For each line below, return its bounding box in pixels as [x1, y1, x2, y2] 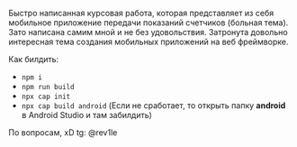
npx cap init [21, 92, 71, 101]
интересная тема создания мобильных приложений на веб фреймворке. [8, 36, 289, 47]
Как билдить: [8, 54, 59, 64]
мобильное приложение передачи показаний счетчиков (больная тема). [8, 17, 289, 28]
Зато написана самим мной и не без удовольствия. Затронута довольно [8, 27, 289, 37]
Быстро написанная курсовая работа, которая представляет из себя [8, 8, 274, 18]
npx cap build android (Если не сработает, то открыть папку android [21, 100, 286, 111]
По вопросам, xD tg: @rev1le [8, 127, 118, 138]
